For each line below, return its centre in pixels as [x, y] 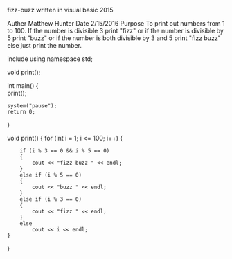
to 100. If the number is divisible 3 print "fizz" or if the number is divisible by [115, 31]
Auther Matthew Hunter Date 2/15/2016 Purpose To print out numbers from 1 [116, 23]
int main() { [23, 86]
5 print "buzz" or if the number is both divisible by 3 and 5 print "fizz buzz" [114, 38]
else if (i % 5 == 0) [51, 175]
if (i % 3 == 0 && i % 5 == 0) [65, 151]
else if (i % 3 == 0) [51, 199]
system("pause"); [32, 106]
